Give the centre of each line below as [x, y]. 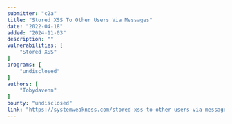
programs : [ [24, 65]
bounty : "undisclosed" [40, 103]
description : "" [30, 39]
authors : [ [23, 84]
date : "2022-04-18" [35, 26]
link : [15, 110]
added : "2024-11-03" [37, 33]
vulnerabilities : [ [35, 45]
